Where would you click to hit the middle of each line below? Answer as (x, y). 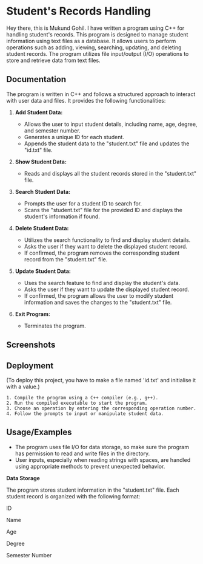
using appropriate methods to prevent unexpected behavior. (90, 466)
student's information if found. (62, 216)
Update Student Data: (43, 271)
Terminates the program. (55, 326)
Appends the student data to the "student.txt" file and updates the (107, 143)
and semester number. (52, 130)
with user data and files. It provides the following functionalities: (86, 100)
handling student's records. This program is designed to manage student (97, 34)
